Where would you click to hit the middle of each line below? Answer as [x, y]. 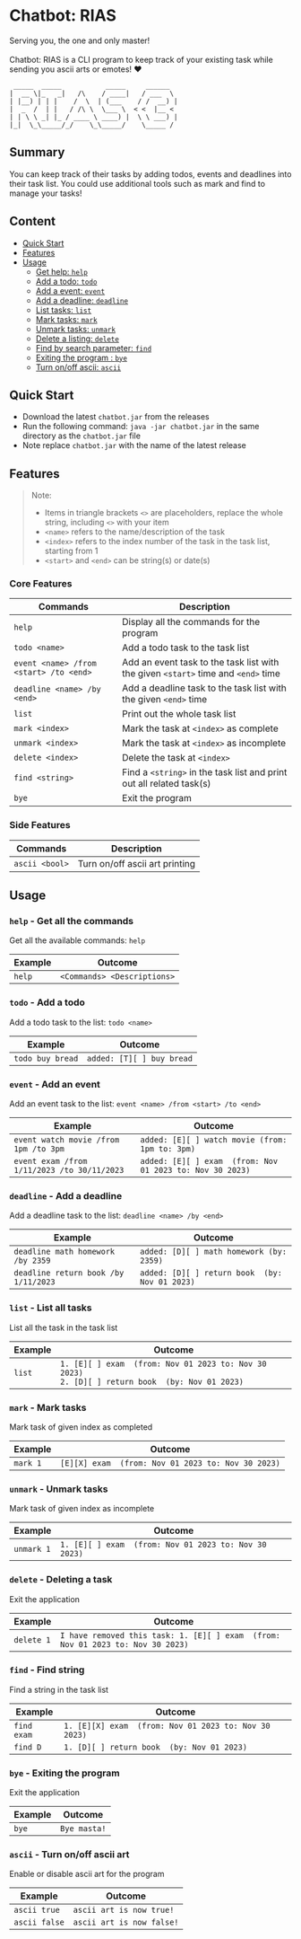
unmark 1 [32, 1549]
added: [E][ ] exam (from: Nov [209, 1161]
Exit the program [157, 798]
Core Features [41, 584]
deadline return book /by [69, 1273]
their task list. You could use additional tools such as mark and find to [138, 183]
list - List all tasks [51, 1308]
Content [33, 221]
